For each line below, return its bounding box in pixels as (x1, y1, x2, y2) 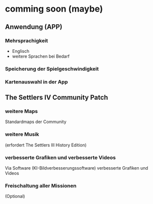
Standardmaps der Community (5, 119, 67, 125)
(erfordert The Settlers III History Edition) (5, 142, 87, 148)
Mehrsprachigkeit (5, 37, 49, 44)
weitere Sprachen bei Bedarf (12, 53, 70, 59)
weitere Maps (5, 108, 38, 115)
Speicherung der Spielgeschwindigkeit (5, 65, 99, 72)
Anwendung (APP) (5, 23, 63, 31)
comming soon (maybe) (5, 3, 103, 15)
